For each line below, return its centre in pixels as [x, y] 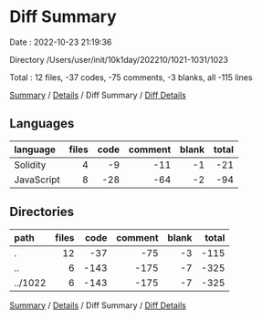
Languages [42, 124]
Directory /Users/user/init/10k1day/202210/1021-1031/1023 [119, 59]
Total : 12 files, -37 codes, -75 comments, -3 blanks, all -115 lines [131, 77]
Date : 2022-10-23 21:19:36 [61, 42]
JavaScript [37, 180]
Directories [42, 212]
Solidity [30, 164]
